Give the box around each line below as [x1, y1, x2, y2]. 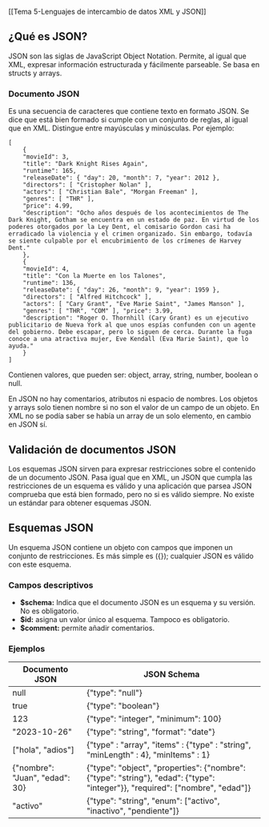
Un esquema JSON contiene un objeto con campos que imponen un [8, 542, 234, 552]
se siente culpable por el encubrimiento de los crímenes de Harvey [8, 237, 242, 245]
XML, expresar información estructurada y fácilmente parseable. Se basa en [8, 59, 260, 69]
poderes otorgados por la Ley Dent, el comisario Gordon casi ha [8, 223, 231, 231]
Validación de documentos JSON [8, 443, 176, 456]
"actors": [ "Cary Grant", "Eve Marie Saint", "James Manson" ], [22, 300, 246, 308]
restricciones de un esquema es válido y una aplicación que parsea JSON [8, 480, 252, 491]
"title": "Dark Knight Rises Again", [22, 160, 149, 168]
